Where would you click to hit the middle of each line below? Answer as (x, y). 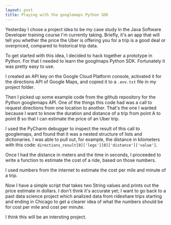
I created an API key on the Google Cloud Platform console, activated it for (83, 76)
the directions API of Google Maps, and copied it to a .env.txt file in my (81, 82)
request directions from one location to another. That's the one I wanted (81, 108)
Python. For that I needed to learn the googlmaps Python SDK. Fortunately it (85, 61)
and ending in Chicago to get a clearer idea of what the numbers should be (84, 202)
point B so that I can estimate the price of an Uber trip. (63, 118)
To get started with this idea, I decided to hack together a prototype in (79, 55)
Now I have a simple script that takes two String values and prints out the (82, 185)
